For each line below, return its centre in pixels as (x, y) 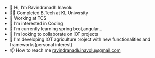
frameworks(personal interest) (41, 44)
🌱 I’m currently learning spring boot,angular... (56, 29)
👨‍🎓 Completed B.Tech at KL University (49, 13)
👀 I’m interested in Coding (36, 23)
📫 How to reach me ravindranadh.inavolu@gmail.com (65, 50)
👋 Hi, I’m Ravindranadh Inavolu (41, 8)
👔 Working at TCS (28, 18)
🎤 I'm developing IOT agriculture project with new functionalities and (80, 39)
